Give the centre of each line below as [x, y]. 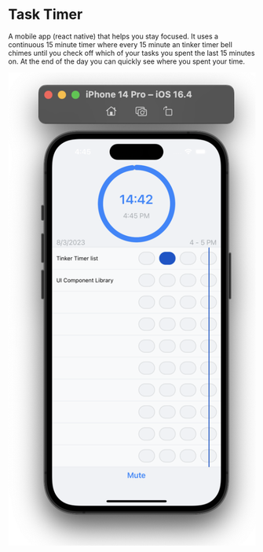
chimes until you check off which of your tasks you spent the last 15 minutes [131, 53]
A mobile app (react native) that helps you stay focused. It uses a [113, 36]
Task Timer [46, 15]
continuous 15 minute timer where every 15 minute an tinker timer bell [121, 44]
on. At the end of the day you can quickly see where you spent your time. [127, 61]
